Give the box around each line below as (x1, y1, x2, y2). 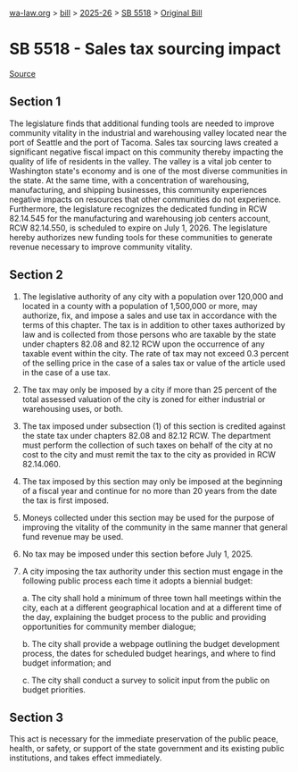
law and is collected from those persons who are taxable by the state (21, 329, 277, 340)
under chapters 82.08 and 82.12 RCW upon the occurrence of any (21, 339, 265, 349)
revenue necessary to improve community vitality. (9, 241, 193, 252)
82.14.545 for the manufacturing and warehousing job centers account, (9, 213, 271, 223)
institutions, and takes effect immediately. (9, 752, 162, 763)
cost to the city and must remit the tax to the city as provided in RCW (21, 449, 277, 459)
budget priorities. (21, 684, 87, 695)
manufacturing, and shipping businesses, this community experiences (9, 184, 268, 195)
